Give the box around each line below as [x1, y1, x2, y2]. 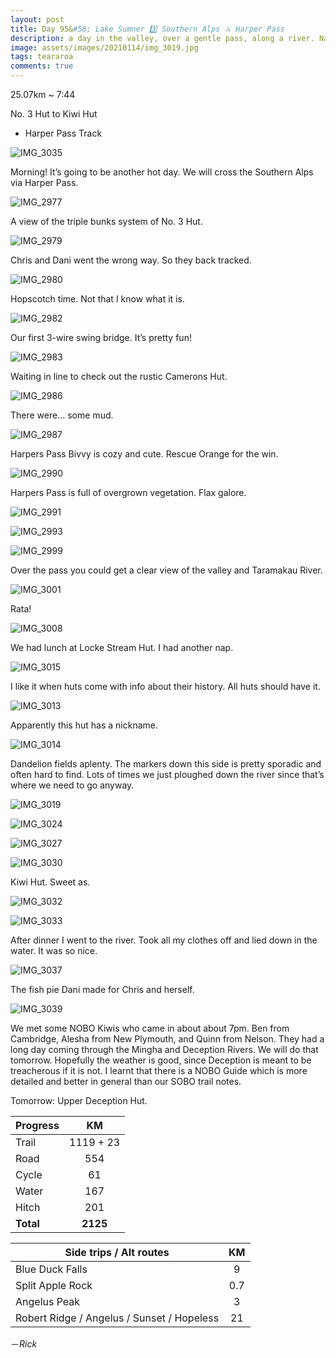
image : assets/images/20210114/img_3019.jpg [10, 42, 199, 53]
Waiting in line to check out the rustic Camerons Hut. [10, 371, 228, 382]
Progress [15, 1119, 60, 1132]
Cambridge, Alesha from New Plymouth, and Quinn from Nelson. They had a [10, 1033, 325, 1045]
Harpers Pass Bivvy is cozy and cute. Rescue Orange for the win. [10, 448, 279, 460]
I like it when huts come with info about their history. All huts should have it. [10, 681, 321, 692]
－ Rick [10, 1338, 38, 1350]
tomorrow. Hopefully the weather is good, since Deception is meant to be [10, 1054, 312, 1066]
